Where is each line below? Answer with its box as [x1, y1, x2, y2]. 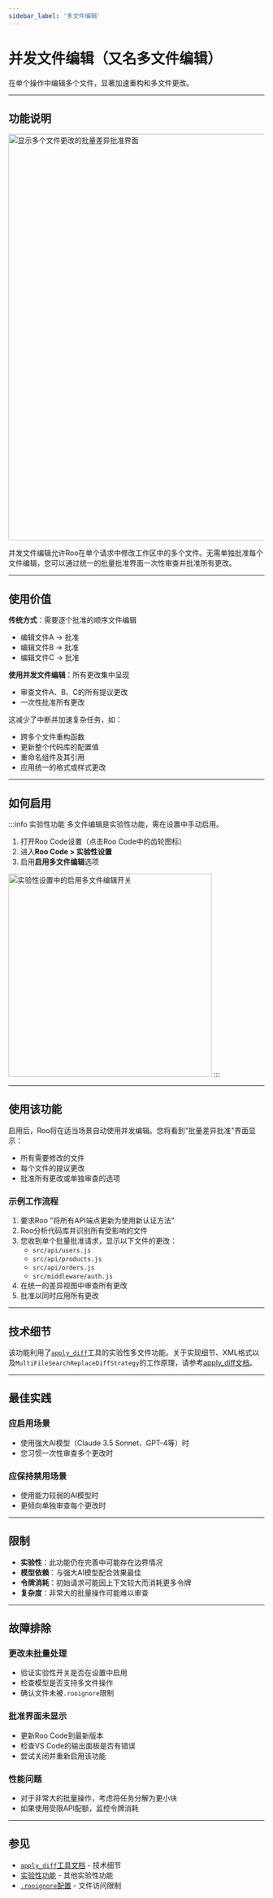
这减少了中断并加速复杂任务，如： [8, 714, 123, 724]
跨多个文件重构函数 [19, 732, 85, 742]
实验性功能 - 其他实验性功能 [19, 1870, 114, 1880]
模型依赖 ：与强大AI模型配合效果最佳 [19, 1567, 142, 1577]
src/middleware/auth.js [32, 1273, 114, 1281]
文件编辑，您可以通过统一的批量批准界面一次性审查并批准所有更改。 [8, 558, 236, 568]
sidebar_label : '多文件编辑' [8, 11, 102, 20]
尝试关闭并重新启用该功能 [19, 1751, 106, 1761]
